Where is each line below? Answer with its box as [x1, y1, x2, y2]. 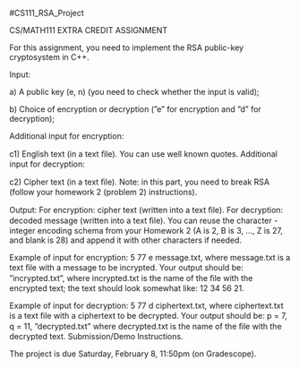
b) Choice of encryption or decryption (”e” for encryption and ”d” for [9, 104, 261, 115]
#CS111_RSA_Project [9, 8, 85, 18]
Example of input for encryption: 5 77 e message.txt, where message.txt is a [9, 252, 291, 262]
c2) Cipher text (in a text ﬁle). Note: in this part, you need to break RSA [9, 176, 270, 187]
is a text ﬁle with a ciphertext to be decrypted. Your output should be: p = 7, [9, 311, 288, 321]
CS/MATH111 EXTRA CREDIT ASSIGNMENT [9, 25, 168, 35]
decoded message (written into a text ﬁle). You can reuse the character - [9, 215, 278, 226]
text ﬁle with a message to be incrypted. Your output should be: [9, 262, 243, 272]
